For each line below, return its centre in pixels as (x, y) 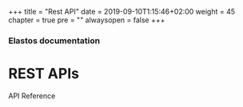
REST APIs (44, 74)
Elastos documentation (54, 41)
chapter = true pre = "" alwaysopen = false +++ (87, 20)
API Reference (32, 96)
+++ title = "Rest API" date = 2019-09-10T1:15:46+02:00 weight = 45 (122, 12)
